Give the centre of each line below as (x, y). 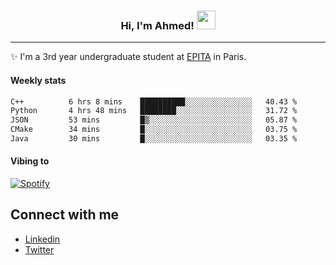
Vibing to (30, 161)
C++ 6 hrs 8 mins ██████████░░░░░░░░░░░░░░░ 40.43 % (154, 101)
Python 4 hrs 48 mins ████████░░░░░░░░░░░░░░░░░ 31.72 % (154, 111)
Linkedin (42, 239)
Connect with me (65, 215)
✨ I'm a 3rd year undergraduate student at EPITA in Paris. (128, 57)
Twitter (39, 249)
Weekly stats (38, 80)
